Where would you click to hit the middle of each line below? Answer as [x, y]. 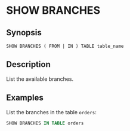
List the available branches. [40, 79]
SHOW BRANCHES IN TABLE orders [45, 123]
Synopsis [24, 33]
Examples [25, 98]
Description [28, 64]
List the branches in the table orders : [52, 112]
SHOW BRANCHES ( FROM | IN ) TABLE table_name [65, 46]
